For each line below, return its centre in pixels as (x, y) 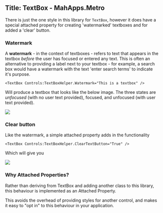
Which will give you (25, 153)
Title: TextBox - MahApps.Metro (55, 8)
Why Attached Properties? (37, 175)
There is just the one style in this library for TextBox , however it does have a (81, 20)
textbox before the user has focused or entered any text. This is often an (78, 59)
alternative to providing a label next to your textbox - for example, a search (80, 64)
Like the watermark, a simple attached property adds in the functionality (77, 135)
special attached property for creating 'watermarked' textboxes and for (76, 25)
